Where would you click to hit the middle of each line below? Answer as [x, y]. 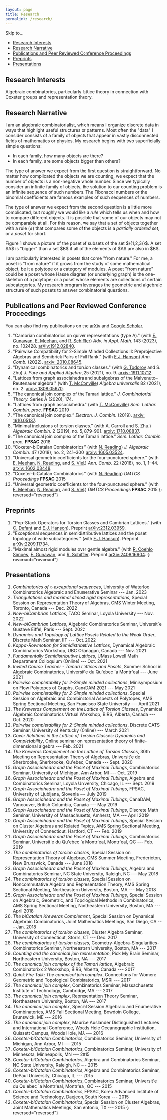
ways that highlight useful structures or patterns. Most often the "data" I [79, 130]
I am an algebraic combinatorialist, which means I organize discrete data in [82, 125]
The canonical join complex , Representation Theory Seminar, [75, 996]
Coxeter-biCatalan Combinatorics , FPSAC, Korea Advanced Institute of [85, 1092]
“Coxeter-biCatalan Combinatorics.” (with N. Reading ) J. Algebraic [81, 447]
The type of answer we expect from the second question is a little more [79, 207]
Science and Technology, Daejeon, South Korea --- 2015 [71, 1097]
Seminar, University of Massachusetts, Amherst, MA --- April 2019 [81, 815]
